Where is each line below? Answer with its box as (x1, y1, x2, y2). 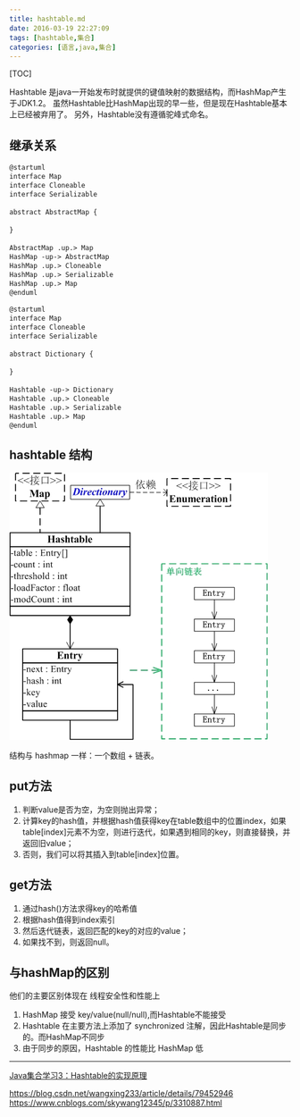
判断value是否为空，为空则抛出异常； (21, 804, 161, 815)
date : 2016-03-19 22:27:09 (9, 23, 110, 33)
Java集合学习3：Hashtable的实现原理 (9, 1071, 147, 1081)
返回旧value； (21, 837, 74, 848)
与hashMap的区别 (9, 965, 110, 980)
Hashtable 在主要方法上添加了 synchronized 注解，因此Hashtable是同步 (21, 1020, 287, 1031)
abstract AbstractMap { (9, 208, 98, 217)
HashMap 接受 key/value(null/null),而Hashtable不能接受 (21, 1010, 227, 1020)
